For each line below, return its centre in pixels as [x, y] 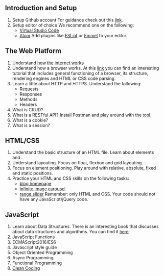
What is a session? [31, 125]
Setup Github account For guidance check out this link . [68, 20]
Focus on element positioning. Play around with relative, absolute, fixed [84, 168]
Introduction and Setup [41, 8]
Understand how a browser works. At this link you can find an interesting [85, 68]
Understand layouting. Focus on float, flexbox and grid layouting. [78, 163]
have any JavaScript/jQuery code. [54, 199]
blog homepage [35, 184]
